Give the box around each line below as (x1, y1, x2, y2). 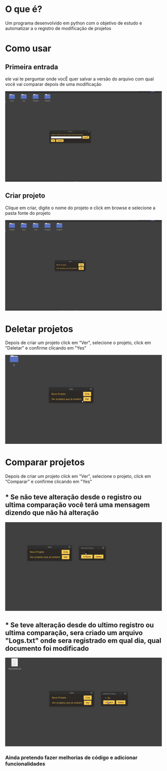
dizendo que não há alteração (5, 508, 99, 517)
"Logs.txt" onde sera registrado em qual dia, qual (5, 636, 162, 645)
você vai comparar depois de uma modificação (5, 81, 102, 87)
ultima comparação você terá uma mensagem (5, 501, 150, 509)
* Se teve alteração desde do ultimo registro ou (5, 621, 154, 629)
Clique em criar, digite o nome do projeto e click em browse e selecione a (5, 205, 156, 211)
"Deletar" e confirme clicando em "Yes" (5, 345, 87, 351)
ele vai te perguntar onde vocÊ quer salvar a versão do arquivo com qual (5, 76, 154, 82)
